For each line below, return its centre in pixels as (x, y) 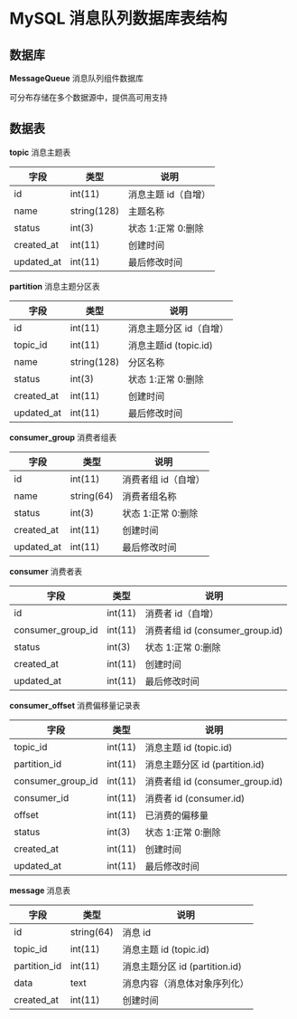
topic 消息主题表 (40, 152)
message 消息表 (40, 890)
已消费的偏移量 (177, 815)
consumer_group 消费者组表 (63, 437)
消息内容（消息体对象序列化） (186, 983)
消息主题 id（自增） (169, 194)
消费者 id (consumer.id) (195, 798)
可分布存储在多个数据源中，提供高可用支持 (88, 97)
